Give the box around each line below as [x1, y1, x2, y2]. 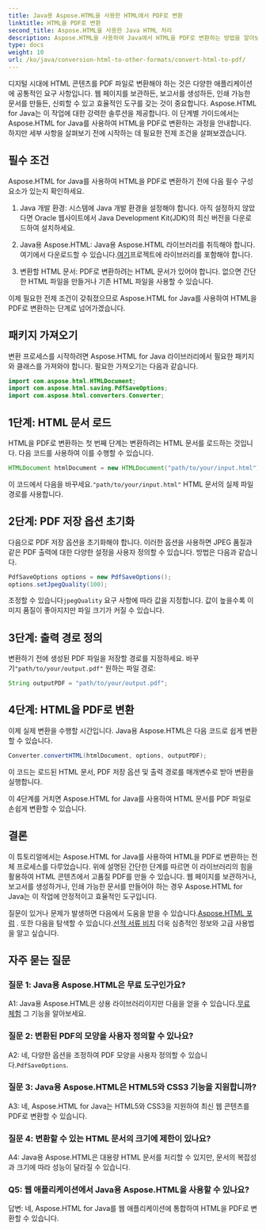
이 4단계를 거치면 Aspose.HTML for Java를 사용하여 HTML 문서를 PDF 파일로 [8, 794, 252, 803]
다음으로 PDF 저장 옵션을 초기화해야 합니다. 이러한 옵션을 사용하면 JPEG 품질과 [8, 537, 253, 547]
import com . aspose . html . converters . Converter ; [8, 392, 165, 400]
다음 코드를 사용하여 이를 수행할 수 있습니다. [18, 448, 154, 457]
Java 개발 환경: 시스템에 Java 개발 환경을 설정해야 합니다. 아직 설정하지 [19, 203, 241, 213]
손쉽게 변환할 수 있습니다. [8, 803, 87, 813]
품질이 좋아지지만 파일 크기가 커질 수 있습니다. [22, 605, 165, 615]
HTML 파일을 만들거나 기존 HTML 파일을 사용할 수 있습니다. [28, 276, 214, 286]
